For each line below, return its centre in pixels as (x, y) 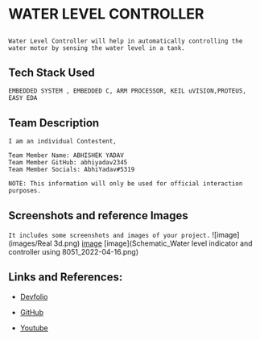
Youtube (34, 328)
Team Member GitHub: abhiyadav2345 (68, 163)
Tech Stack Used (52, 72)
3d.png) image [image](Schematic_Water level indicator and (153, 243)
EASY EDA (23, 98)
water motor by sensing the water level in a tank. (97, 48)
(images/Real (30, 243)
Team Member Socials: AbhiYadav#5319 (72, 170)
